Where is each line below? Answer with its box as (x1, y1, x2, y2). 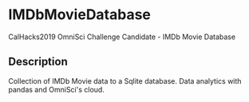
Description (8, 55, 68, 69)
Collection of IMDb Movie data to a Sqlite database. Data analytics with (8, 76, 242, 85)
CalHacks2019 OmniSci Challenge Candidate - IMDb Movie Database (8, 32, 236, 41)
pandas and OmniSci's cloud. (8, 84, 105, 94)
